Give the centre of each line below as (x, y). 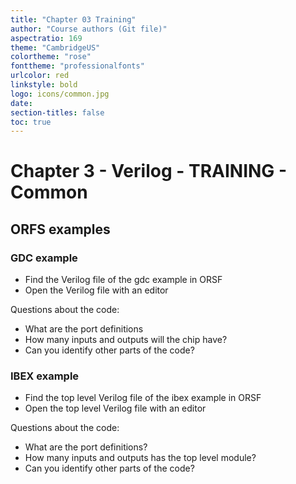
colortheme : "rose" (51, 57)
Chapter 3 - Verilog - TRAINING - (149, 171)
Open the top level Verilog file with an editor (115, 408)
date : (21, 103)
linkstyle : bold (44, 85)
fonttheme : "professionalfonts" (77, 66)
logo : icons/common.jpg (60, 94)
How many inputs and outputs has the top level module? (140, 458)
